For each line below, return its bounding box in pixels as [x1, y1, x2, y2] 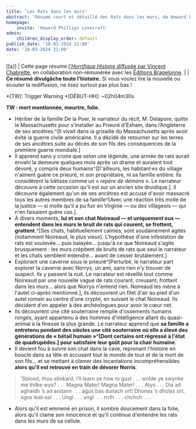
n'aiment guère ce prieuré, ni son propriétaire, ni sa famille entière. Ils [14, 171, 182, 178]
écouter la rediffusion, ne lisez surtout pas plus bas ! [6, 81, 132, 88]
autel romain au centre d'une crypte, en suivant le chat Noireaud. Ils [14, 295, 178, 302]
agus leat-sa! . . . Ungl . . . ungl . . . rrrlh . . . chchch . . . [20, 393, 151, 400]
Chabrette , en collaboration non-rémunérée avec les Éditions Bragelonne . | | [6, 68, 190, 76]
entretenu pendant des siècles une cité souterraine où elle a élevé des [14, 326, 188, 333]
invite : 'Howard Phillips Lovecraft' [16, 25, 108, 31]
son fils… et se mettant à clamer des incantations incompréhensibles [14, 357, 180, 364]
